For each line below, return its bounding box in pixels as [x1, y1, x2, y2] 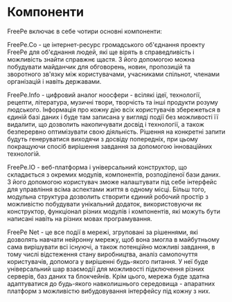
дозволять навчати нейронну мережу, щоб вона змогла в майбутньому [7, 235, 220, 243]
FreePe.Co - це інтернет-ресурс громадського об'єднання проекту [7, 40, 206, 48]
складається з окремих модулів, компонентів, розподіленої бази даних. [7, 170, 221, 179]
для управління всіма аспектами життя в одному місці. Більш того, [7, 185, 206, 193]
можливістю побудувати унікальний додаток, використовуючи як [7, 199, 202, 208]
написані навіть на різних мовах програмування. [7, 214, 152, 222]
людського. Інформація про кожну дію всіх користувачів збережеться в [7, 105, 221, 114]
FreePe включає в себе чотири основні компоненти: [7, 27, 163, 35]
